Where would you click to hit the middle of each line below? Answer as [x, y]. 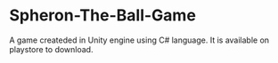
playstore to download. [51, 49]
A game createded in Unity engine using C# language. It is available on [139, 40]
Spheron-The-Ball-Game [102, 16]
